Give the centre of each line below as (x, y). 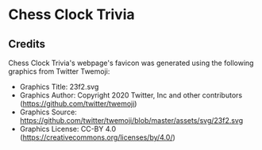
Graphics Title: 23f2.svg (59, 87)
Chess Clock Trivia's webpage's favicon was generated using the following (131, 63)
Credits (27, 44)
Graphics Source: (48, 112)
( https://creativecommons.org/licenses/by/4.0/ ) (98, 137)
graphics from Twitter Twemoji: (59, 71)
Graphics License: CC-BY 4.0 (68, 129)
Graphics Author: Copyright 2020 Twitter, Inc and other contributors (131, 95)
